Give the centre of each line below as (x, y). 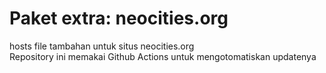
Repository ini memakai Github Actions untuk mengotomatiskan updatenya (163, 56)
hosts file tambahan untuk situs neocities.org (102, 46)
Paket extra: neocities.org (119, 18)
